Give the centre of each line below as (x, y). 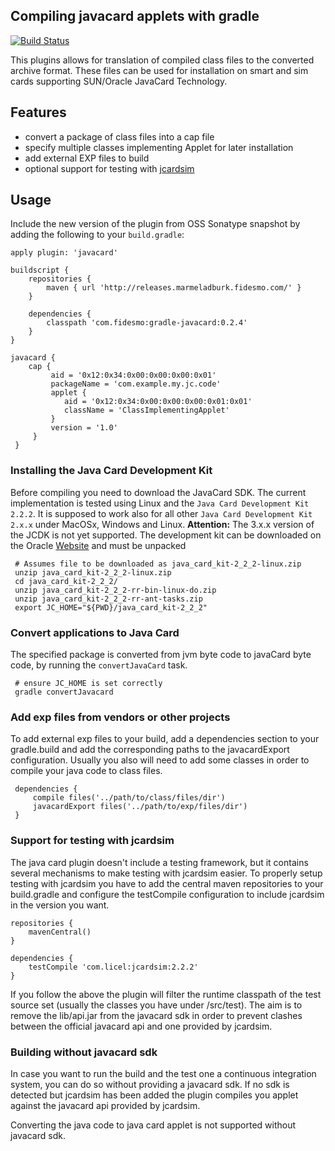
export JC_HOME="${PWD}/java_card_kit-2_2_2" (111, 607)
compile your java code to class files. (86, 771)
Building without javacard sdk (84, 1052)
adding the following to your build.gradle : (97, 235)
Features (38, 112)
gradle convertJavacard (64, 692)
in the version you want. (60, 905)
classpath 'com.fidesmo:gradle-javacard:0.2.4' (147, 323)
